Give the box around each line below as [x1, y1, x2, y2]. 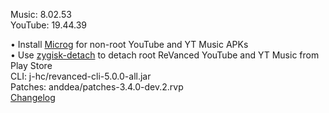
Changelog [10, 92, 56, 103]
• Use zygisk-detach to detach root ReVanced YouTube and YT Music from [10, 49, 320, 61]
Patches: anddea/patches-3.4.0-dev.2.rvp [10, 81, 184, 93]
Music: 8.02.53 [10, 9, 72, 20]
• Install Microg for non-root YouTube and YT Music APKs [10, 39, 249, 50]
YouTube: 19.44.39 [10, 19, 88, 31]
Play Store [10, 60, 53, 71]
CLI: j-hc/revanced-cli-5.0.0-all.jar [10, 70, 152, 82]
